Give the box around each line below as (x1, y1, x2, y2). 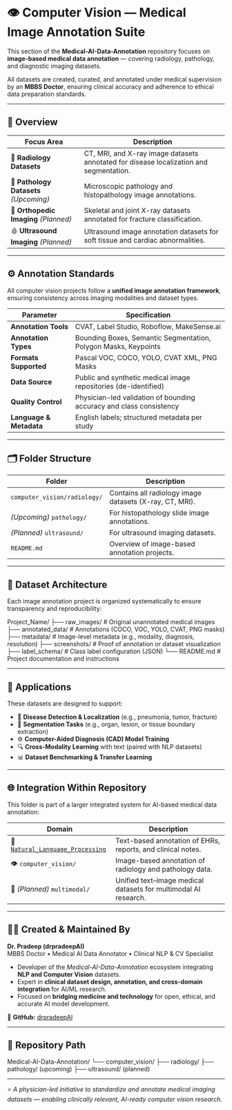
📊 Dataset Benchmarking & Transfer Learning (17, 753, 153, 761)
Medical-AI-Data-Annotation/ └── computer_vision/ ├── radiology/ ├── (7, 1057, 214, 1066)
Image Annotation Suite (7, 24, 146, 40)
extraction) (17, 728, 49, 735)
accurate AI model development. (17, 999, 110, 1008)
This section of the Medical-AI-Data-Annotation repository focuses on (7, 47, 211, 55)
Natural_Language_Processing (10, 845, 106, 853)
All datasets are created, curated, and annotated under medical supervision (7, 75, 222, 83)
